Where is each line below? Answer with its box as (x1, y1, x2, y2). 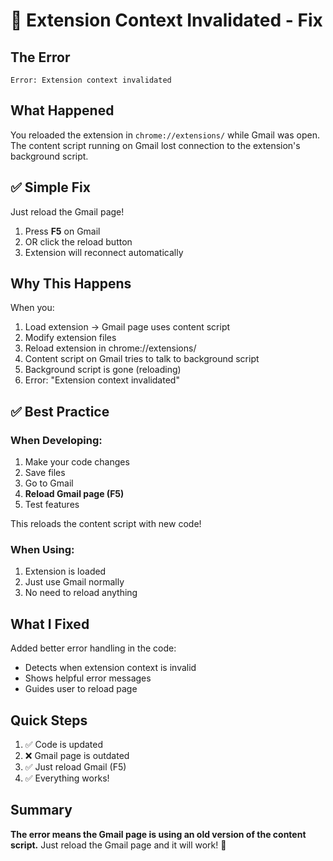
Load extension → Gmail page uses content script (24, 321, 231, 333)
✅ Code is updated (24, 739, 104, 751)
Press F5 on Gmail (24, 225, 101, 237)
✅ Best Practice (10, 403, 110, 420)
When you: (10, 302, 55, 314)
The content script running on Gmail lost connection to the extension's (10, 139, 301, 151)
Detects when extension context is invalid (24, 662, 197, 674)
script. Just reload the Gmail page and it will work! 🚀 (10, 839, 227, 851)
